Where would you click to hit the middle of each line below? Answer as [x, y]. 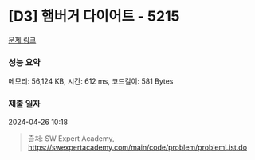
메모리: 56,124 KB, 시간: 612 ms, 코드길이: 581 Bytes [91, 81]
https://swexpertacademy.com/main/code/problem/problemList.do [137, 147]
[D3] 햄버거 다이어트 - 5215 [94, 16]
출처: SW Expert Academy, [71, 138]
